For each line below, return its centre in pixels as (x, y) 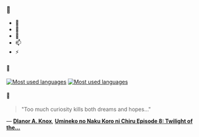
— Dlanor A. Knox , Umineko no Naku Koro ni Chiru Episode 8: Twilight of (100, 121)
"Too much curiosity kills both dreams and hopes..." (86, 109)
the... (13, 127)
